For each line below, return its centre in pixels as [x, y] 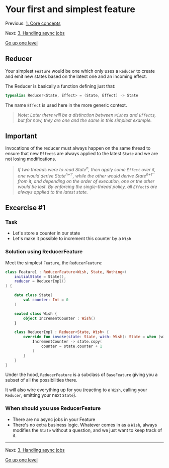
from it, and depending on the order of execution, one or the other [86, 181]
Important [21, 136]
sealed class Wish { [36, 314]
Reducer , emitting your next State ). [41, 395]
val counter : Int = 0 [46, 300]
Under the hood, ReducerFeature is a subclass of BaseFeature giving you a [81, 375]
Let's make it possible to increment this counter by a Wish [72, 239]
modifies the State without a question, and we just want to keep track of [87, 430]
